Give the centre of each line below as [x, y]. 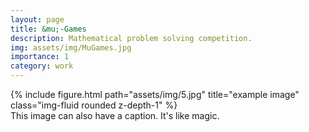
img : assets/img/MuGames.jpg [71, 47]
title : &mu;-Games [48, 29]
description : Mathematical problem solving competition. [131, 38]
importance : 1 [40, 57]
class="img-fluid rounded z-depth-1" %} [94, 105]
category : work [42, 66]
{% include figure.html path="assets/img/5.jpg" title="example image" [155, 94]
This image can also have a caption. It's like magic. [115, 115]
